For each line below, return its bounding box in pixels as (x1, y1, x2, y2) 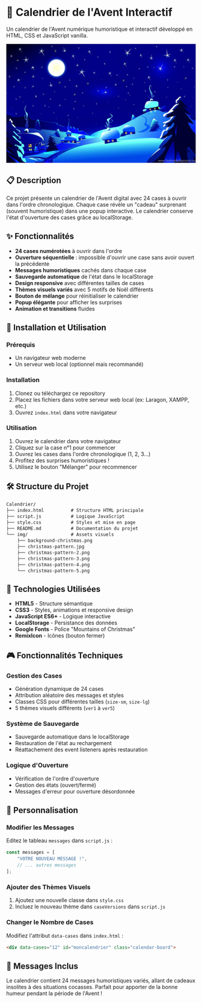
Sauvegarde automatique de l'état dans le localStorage (14, 273, 153, 280)
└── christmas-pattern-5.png (17, 568, 90, 574)
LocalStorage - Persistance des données (14, 619, 118, 627)
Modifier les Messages (6, 824, 75, 832)
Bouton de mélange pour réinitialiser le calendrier (14, 292, 139, 300)
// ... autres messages (17, 862, 77, 868)
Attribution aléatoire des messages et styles (14, 691, 124, 699)
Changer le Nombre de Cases (6, 918, 94, 926)
